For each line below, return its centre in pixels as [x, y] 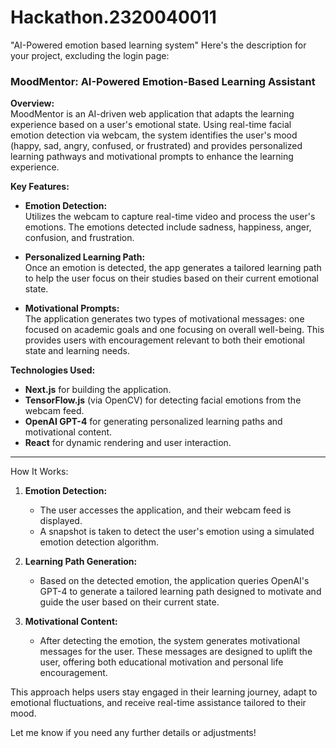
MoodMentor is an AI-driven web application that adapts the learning [152, 114]
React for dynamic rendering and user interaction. [128, 443]
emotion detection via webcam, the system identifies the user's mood [154, 135]
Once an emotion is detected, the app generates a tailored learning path [173, 268]
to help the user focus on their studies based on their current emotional [171, 278]
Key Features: [40, 187]
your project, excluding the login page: [90, 55]
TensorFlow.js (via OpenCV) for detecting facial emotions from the [163, 400]
